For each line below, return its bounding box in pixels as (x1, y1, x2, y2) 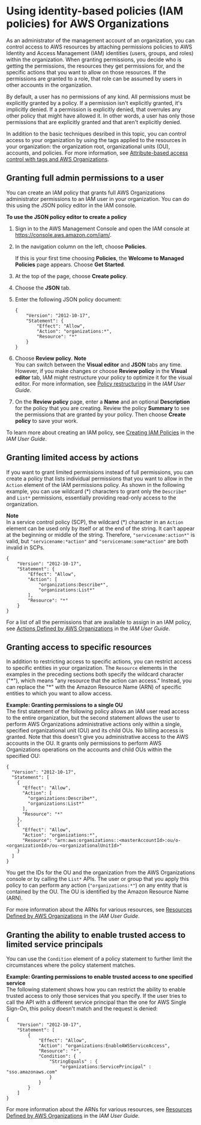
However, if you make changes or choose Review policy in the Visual (14, 367, 187, 374)
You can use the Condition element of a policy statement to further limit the (6, 955, 193, 962)
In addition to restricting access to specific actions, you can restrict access (6, 658, 192, 665)
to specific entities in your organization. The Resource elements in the (6, 664, 177, 672)
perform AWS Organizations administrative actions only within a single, (6, 721, 182, 728)
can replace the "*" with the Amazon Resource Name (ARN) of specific (6, 684, 182, 691)
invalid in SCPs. (6, 544, 45, 551)
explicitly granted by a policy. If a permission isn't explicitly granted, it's (6, 99, 183, 106)
